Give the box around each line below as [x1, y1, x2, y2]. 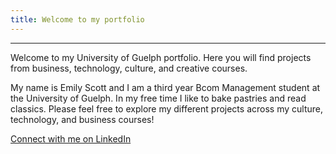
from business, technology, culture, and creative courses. [10, 62, 248, 74]
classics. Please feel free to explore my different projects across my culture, [10, 102, 323, 115]
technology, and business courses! [10, 113, 155, 125]
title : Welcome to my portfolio [10, 14, 145, 25]
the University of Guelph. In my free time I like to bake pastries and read [10, 92, 307, 104]
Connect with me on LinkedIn [10, 132, 132, 145]
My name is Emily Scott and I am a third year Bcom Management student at [10, 81, 321, 93]
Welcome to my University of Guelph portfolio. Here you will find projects [10, 51, 312, 63]
